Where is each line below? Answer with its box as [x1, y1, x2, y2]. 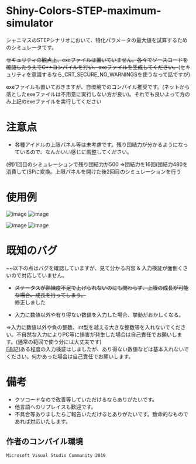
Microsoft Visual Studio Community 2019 [6, 452, 106, 458]
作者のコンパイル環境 [6, 437, 83, 446]
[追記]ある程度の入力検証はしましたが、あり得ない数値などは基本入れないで [6, 345, 189, 352]
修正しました [14, 299, 46, 306]
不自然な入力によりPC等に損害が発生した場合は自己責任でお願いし [16, 331, 177, 338]
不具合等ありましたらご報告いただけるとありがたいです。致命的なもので [14, 410, 188, 417]
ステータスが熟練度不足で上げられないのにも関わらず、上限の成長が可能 [14, 284, 189, 291]
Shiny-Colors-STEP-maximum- [6, 4, 161, 18]
